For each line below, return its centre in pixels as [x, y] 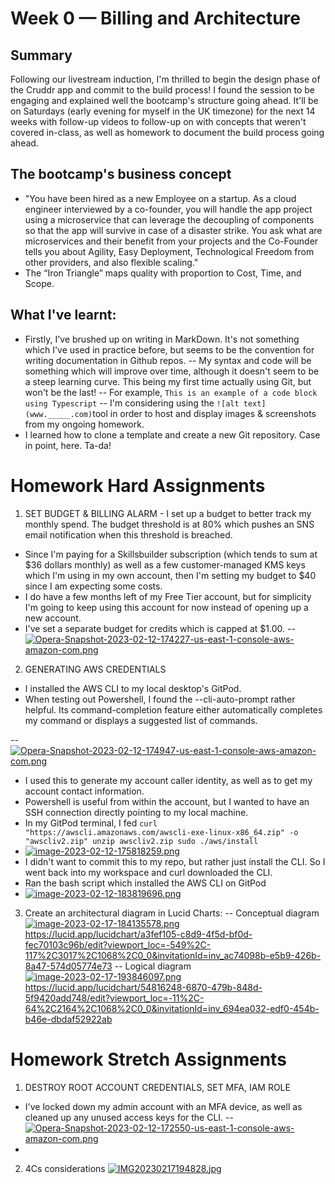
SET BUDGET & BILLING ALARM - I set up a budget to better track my [168, 513]
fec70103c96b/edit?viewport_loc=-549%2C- [118, 944]
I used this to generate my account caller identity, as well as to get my [168, 780]
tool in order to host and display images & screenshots [204, 413]
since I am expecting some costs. [93, 586]
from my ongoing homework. [84, 424]
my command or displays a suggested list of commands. [141, 720]
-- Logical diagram [153, 966]
